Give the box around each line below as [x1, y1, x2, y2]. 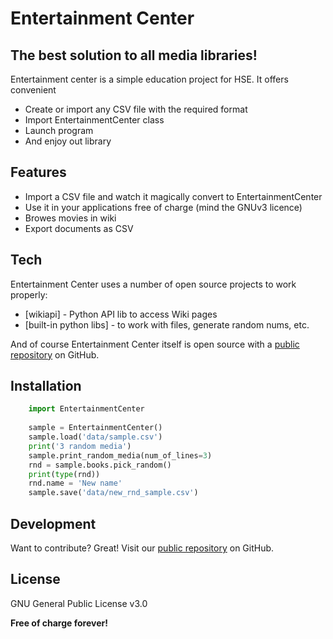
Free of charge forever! [10, 617, 108, 629]
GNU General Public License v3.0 [10, 597, 148, 609]
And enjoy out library [24, 135, 112, 147]
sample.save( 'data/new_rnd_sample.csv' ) [28, 488, 199, 498]
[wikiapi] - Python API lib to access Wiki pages [24, 308, 218, 320]
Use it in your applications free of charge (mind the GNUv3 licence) [24, 201, 303, 213]
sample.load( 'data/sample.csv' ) [28, 432, 163, 442]
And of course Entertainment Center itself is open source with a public [10, 338, 300, 350]
